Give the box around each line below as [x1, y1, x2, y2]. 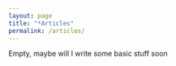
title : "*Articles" [8, 19, 75, 27]
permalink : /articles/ [8, 27, 85, 35]
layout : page [8, 11, 53, 20]
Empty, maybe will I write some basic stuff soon [8, 49, 168, 59]
